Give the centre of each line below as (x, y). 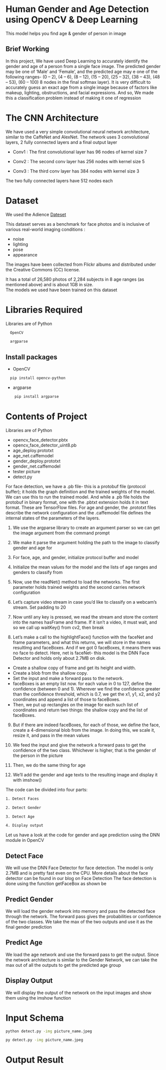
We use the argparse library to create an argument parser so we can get (86, 527)
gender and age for (32, 548)
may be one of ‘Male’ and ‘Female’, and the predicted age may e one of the (82, 71)
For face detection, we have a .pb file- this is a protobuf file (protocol (76, 486)
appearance (25, 254)
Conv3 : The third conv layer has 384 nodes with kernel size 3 (76, 171)
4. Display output (24, 825)
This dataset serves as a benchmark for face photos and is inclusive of (78, 224)
